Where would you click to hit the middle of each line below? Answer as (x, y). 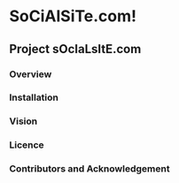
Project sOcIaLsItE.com (75, 49)
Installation (34, 97)
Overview (31, 74)
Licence (27, 145)
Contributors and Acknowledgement (89, 169)
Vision (23, 121)
